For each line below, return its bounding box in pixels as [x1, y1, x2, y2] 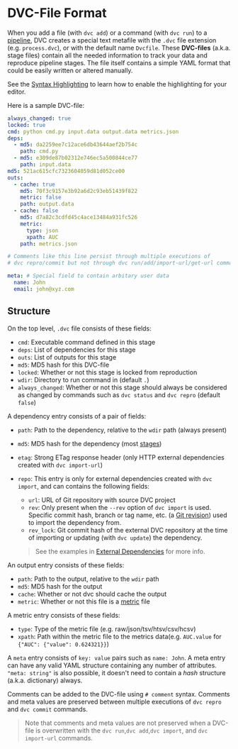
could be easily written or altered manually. [7, 66, 133, 74]
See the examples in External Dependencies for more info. [35, 547, 205, 555]
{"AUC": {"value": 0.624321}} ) [17, 640, 110, 648]
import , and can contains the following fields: [17, 482, 150, 490]
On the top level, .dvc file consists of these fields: [7, 324, 152, 333]
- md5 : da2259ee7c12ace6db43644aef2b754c [13, 141, 138, 148]
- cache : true [13, 181, 55, 188]
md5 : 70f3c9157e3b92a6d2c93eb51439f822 [20, 187, 138, 194]
